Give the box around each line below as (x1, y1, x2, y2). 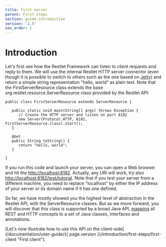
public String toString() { (11, 138, 70, 144)
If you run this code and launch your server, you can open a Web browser (5, 165, 156, 171)
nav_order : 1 (5, 26, 32, 31)
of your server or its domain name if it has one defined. (5, 185, 117, 191)
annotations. (5, 216, 31, 222)
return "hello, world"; (18, 143, 68, 148)
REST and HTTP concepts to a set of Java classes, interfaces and (5, 211, 140, 217)
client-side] (101, 226, 124, 232)
